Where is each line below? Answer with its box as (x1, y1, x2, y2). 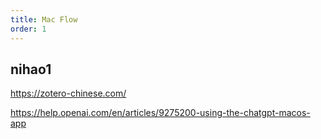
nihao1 (10, 61, 52, 78)
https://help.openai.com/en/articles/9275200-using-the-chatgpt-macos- (10, 107, 311, 119)
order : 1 (10, 24, 47, 34)
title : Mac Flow (10, 14, 78, 25)
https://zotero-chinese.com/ (10, 87, 127, 100)
